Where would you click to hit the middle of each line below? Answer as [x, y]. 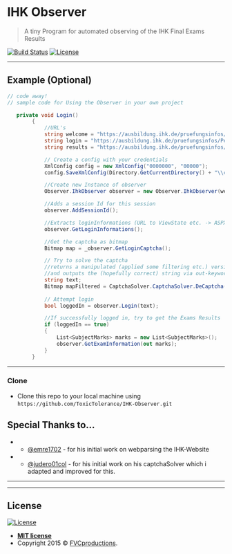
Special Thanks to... [51, 425]
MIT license [34, 536]
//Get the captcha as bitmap [86, 242]
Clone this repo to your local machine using [79, 396]
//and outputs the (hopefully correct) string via [118, 274]
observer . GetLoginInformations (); [94, 229]
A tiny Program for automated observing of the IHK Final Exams [114, 31]
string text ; [62, 280]
